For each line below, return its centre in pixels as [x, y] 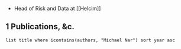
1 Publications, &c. [40, 27]
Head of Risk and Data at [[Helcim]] [57, 8]
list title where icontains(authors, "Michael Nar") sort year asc [90, 40]
